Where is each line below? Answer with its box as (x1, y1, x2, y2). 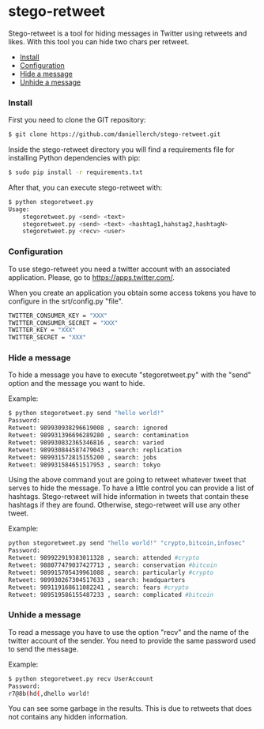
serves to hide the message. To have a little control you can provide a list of (8, 483, 255, 493)
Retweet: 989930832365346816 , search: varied (8, 438, 164, 447)
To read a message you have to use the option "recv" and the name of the (8, 627, 249, 636)
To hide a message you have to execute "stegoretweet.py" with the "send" (8, 370, 251, 380)
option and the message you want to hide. (8, 379, 145, 388)
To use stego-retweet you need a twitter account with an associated (8, 264, 231, 274)
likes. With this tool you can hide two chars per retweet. (8, 36, 190, 46)
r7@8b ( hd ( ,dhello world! (8, 689, 90, 697)
